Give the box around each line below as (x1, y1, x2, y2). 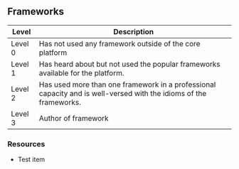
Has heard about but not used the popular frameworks (38, 59, 221, 69)
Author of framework (38, 113, 109, 123)
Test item (17, 156, 46, 164)
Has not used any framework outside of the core (38, 38, 201, 48)
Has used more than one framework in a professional (38, 80, 216, 89)
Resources (7, 138, 46, 148)
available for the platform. (38, 67, 124, 77)
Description (113, 26, 154, 36)
